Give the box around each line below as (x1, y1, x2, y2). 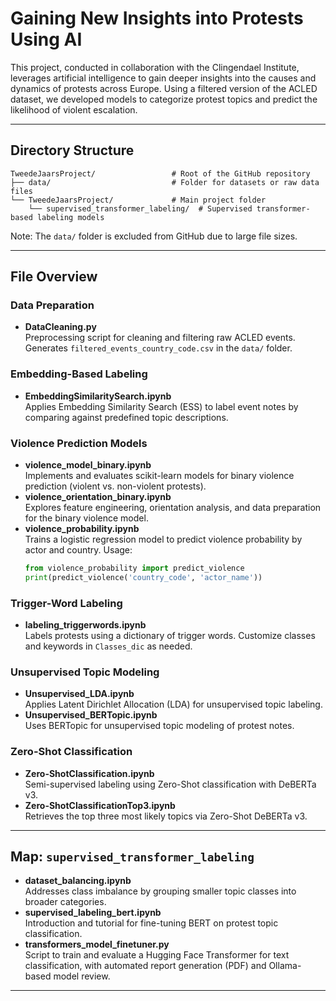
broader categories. (24, 896, 107, 908)
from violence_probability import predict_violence (24, 563, 245, 574)
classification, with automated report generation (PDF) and (24, 960, 267, 972)
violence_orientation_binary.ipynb (24, 491, 172, 503)
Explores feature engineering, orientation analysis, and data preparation (24, 502, 322, 514)
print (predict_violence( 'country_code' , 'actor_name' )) (24, 572, 263, 582)
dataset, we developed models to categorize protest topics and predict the (10, 93, 318, 105)
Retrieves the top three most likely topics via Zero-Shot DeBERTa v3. (24, 810, 308, 822)
